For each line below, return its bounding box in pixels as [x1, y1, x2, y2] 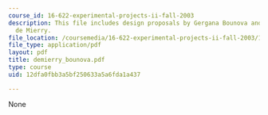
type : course [8, 63, 52, 71]
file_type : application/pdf [8, 41, 102, 49]
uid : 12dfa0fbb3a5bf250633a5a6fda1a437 [8, 71, 141, 79]
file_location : [8, 33, 59, 42]
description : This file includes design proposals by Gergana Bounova [8, 19, 248, 27]
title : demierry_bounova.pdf [8, 56, 105, 64]
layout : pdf [8, 48, 48, 56]
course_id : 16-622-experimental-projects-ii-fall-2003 [8, 11, 195, 20]
